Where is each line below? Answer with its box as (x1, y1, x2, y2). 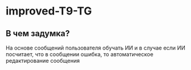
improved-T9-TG (5, 4, 92, 18)
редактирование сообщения (5, 57, 80, 64)
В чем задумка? (5, 28, 71, 39)
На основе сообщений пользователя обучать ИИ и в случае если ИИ (5, 44, 186, 51)
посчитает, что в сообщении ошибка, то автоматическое (5, 51, 153, 58)
